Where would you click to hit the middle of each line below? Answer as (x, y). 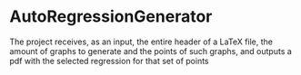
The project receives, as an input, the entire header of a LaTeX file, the (141, 42)
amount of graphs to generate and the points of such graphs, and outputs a (151, 51)
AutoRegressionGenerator (111, 17)
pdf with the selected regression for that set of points (109, 61)
